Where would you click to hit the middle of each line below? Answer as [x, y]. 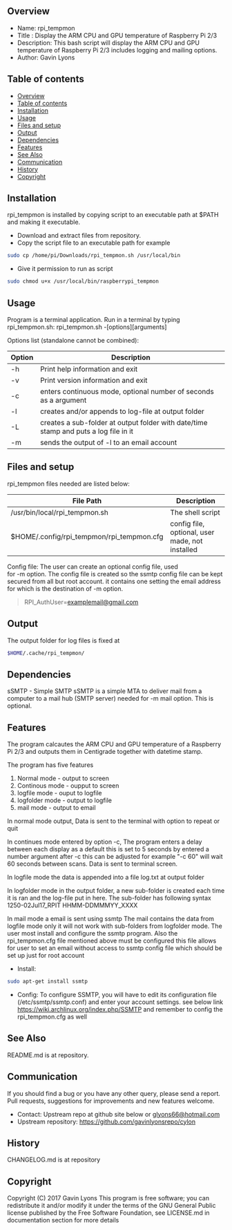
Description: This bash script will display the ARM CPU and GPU [108, 42]
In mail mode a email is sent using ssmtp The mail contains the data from [111, 919]
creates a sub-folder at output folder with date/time [124, 423]
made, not [186, 540]
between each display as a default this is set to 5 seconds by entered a [108, 849]
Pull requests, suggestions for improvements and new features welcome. [111, 1101]
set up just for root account [46, 956]
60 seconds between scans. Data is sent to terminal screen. [93, 864]
